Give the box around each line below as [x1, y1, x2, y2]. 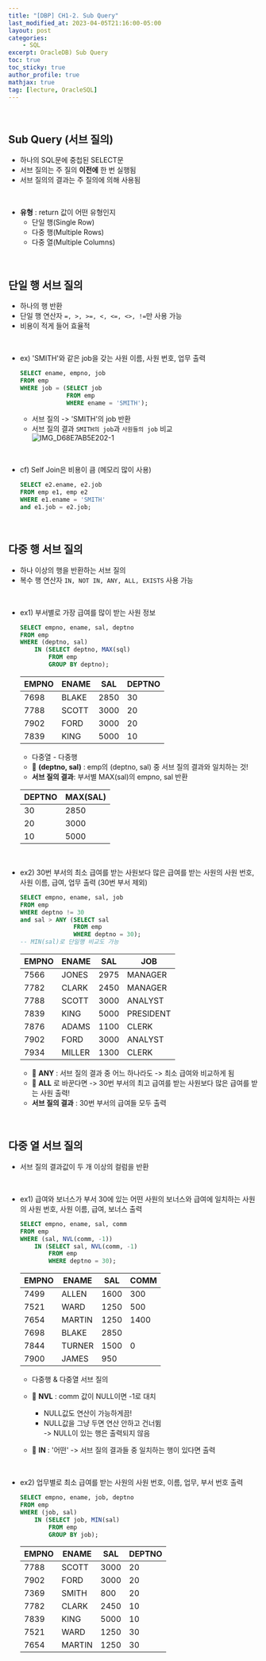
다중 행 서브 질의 [8, 543, 83, 556]
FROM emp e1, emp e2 [19, 488, 88, 496]
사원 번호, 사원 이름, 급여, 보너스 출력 [28, 1204, 143, 1213]
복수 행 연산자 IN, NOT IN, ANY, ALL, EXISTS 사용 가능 [19, 575, 194, 585]
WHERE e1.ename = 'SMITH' [19, 496, 106, 504]
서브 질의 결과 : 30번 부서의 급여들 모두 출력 [31, 1099, 167, 1108]
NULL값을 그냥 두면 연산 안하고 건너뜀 [43, 1419, 162, 1428]
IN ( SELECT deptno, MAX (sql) [34, 646, 131, 654]
